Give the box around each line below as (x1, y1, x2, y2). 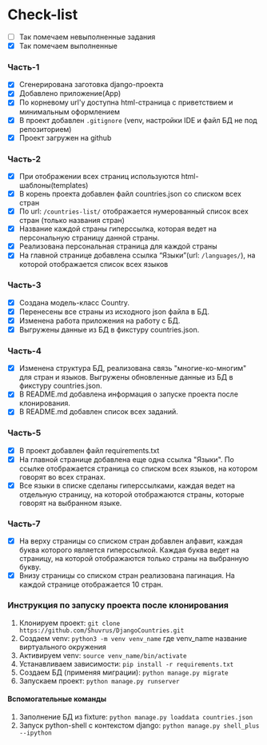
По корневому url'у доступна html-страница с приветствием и (18, 98, 233, 107)
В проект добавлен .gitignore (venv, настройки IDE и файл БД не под (18, 115, 257, 125)
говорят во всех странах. (18, 472, 106, 481)
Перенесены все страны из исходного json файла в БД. (18, 306, 209, 317)
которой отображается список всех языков (18, 260, 169, 269)
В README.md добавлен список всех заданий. (18, 407, 178, 416)
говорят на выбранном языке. (18, 498, 122, 508)
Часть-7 (7, 518, 41, 529)
